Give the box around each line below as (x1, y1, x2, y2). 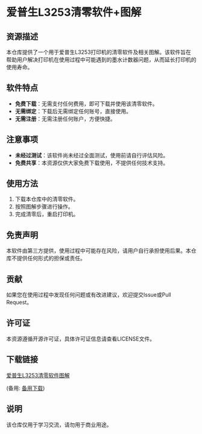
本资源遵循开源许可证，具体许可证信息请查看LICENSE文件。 (6, 335, 156, 342)
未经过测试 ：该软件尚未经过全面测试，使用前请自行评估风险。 (14, 151, 169, 159)
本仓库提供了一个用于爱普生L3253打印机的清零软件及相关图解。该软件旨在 (6, 49, 192, 55)
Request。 (6, 299, 32, 306)
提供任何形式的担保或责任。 (16, 254, 86, 262)
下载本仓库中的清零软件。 (14, 195, 79, 203)
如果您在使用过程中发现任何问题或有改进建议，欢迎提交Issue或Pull (6, 291, 171, 298)
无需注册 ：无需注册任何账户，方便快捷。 (14, 115, 116, 122)
